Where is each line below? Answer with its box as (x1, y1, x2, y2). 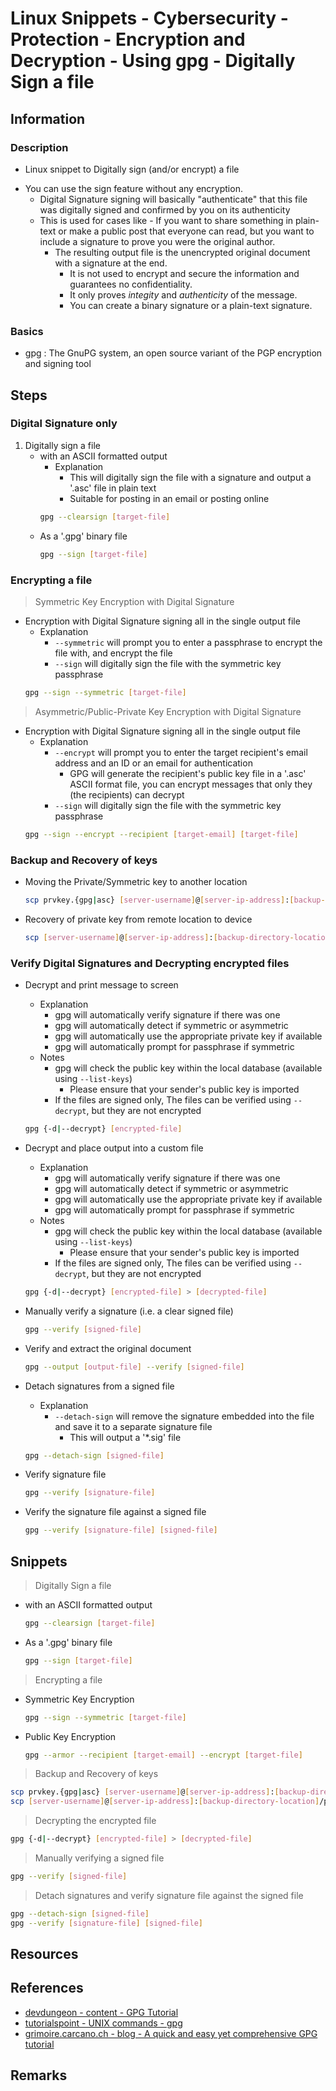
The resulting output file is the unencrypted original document (54, 246, 311, 258)
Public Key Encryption (24, 1730, 117, 1742)
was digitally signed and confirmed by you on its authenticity (39, 203, 291, 216)
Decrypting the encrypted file (34, 1815, 157, 1827)
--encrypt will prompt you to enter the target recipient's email (54, 746, 308, 758)
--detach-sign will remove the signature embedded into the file (54, 1410, 315, 1422)
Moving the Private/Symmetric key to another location (24, 875, 248, 887)
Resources (10, 1946, 79, 1963)
